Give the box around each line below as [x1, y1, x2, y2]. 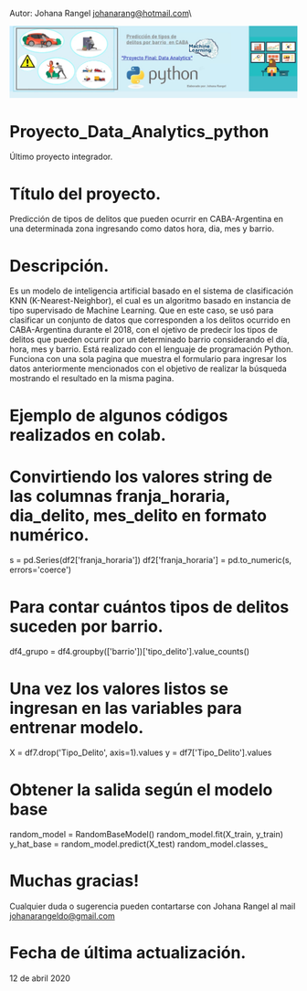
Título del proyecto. [9, 183, 162, 204]
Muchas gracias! [9, 870, 140, 891]
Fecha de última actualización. [9, 943, 247, 964]
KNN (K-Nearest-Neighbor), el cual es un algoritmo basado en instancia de [9, 295, 291, 306]
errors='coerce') [9, 564, 71, 575]
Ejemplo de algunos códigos [9, 405, 228, 426]
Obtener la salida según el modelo [9, 779, 273, 800]
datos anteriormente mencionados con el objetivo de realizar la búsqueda [9, 363, 288, 374]
